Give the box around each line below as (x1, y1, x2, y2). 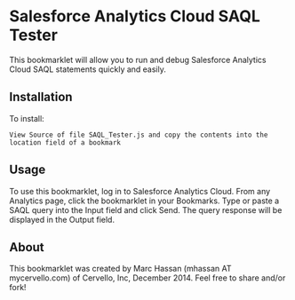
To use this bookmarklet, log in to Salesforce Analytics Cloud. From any (9, 186, 271, 196)
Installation (9, 90, 73, 105)
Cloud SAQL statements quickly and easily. (9, 64, 167, 75)
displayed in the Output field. (9, 214, 116, 225)
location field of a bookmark (9, 138, 122, 147)
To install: (9, 113, 44, 123)
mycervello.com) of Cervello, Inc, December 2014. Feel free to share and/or (9, 272, 286, 283)
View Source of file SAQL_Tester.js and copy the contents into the (9, 130, 268, 139)
